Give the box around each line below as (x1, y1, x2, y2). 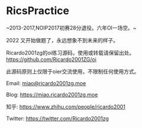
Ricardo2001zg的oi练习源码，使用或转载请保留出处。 (6, 49, 135, 56)
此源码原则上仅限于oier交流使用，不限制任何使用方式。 (6, 68, 140, 75)
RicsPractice (6, 4, 70, 18)
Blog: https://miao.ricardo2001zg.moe (6, 91, 98, 98)
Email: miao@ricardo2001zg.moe (6, 79, 87, 86)
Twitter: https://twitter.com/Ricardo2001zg (6, 114, 109, 122)
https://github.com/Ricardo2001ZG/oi (6, 56, 97, 63)
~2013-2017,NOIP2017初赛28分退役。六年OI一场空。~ (6, 24, 137, 31)
